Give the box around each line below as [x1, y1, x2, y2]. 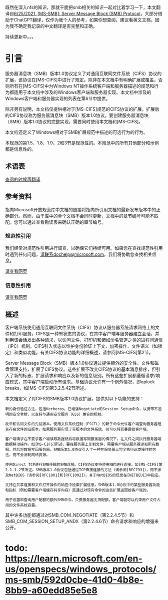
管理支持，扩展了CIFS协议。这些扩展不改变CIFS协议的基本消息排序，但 [9, 366, 156, 372]
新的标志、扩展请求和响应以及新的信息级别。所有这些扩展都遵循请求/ [13, 372, 156, 378]
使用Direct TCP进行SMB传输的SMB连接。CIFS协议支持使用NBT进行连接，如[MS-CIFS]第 [5, 462, 162, 467]
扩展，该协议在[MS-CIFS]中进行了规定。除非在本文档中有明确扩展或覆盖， [5, 76, 158, 82]
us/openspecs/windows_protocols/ [5, 564, 156, 575]
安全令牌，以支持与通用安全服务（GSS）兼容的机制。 [12, 412, 105, 417]
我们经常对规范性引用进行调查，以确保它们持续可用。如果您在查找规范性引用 [5, 245, 163, 251]
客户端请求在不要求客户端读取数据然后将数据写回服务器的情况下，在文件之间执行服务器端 [5, 436, 161, 441]
